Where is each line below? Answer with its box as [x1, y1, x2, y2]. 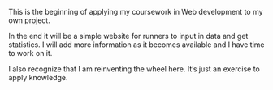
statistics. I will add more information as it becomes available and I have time [8, 40, 265, 49]
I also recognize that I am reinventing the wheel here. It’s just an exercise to [8, 64, 260, 74]
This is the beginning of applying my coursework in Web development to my [8, 7, 263, 16]
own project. [8, 15, 50, 25]
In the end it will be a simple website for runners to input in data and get [8, 32, 249, 41]
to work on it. [8, 49, 53, 58]
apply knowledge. [8, 73, 68, 82]
